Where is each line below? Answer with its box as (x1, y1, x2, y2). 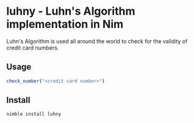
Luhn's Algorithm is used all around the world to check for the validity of (6, 37, 188, 45)
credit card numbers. (6, 44, 59, 51)
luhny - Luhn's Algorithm (6, 4, 135, 18)
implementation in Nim (6, 17, 124, 31)
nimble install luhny (6, 111, 62, 117)
